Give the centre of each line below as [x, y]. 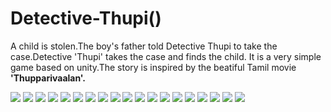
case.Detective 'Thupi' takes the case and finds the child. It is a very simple [166, 56]
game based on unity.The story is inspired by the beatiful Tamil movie [153, 67]
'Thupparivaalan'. [48, 78]
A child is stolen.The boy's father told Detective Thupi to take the [144, 46]
